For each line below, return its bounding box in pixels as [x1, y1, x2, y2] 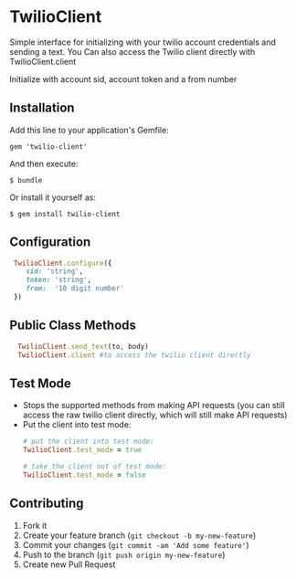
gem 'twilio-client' [9, 142, 89, 152]
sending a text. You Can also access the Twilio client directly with [9, 46, 256, 57]
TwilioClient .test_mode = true [22, 446, 143, 455]
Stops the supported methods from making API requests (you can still [22, 400, 286, 411]
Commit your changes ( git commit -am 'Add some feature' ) [22, 539, 249, 550]
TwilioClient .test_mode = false [22, 470, 146, 479]
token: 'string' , [26, 276, 92, 285]
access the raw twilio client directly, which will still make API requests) [22, 409, 288, 421]
